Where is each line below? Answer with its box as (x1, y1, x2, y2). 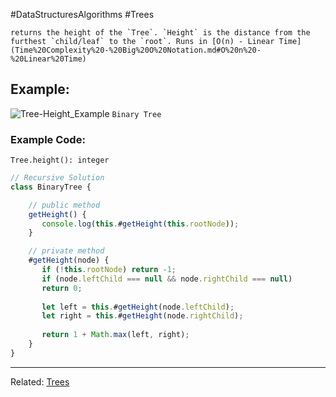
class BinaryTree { (10, 182, 92, 192)
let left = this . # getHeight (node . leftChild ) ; (41, 302, 235, 312)
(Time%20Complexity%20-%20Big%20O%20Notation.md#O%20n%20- (10, 45, 262, 55)
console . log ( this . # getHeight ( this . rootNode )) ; (41, 219, 240, 229)
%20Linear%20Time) (10, 54, 87, 64)
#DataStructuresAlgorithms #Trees (10, 9, 155, 20)
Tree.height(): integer (10, 155, 110, 166)
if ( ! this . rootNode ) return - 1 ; (41, 265, 177, 275)
